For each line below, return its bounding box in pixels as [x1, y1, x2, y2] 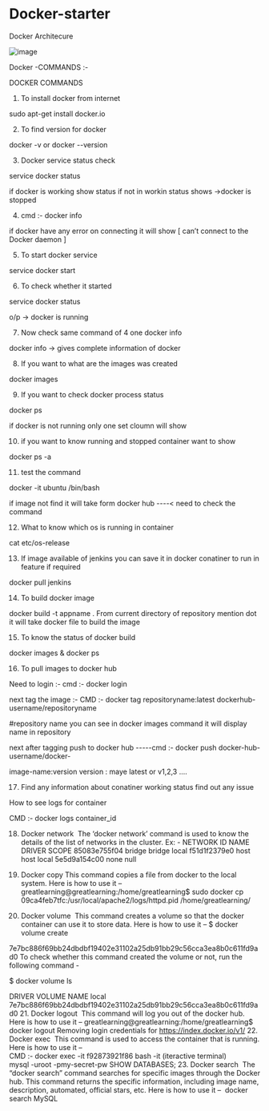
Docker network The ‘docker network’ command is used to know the [20, 828, 249, 838]
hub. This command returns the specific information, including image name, [9, 1077, 259, 1086]
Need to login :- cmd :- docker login [9, 678, 127, 689]
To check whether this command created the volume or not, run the [19, 952, 243, 961]
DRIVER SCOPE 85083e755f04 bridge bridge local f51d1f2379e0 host [20, 846, 251, 855]
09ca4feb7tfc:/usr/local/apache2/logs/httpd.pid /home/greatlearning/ [20, 895, 251, 905]
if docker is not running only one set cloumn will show [9, 421, 187, 430]
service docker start [9, 265, 76, 275]
